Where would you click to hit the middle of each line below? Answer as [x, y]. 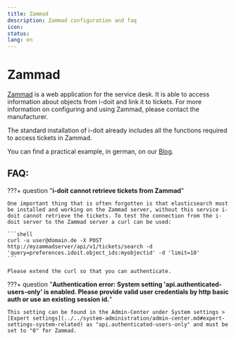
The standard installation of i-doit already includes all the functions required [117, 130]
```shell [20, 234]
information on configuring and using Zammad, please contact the [103, 109]
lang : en [20, 40]
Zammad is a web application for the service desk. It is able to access [108, 94]
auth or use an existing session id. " [60, 299]
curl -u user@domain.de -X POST [55, 240]
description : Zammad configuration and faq [72, 20]
